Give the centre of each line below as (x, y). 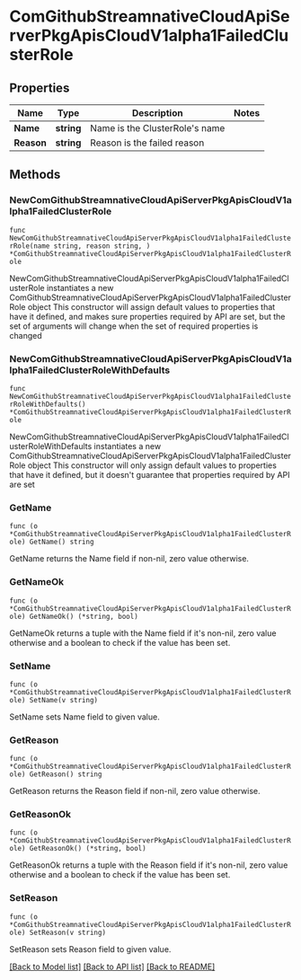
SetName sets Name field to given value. (84, 717)
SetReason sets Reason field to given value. (90, 949)
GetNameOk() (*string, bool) (84, 616)
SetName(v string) (64, 700)
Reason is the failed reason (147, 143)
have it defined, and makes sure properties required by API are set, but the (147, 316)
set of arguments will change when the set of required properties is (134, 326)
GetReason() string (66, 774)
